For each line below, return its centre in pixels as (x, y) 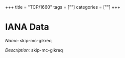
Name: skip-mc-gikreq (29, 40)
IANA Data (27, 27)
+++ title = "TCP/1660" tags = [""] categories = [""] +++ (63, 7)
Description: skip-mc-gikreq (34, 50)
